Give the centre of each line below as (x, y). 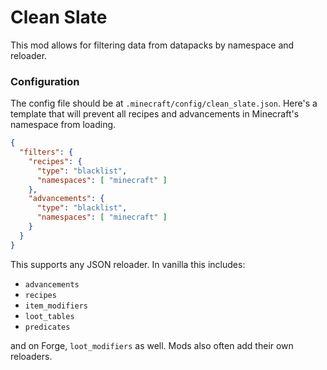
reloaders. (31, 356)
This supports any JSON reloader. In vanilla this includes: (128, 264)
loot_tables (49, 316)
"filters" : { (46, 152)
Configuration (45, 81)
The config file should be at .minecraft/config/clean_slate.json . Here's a (164, 103)
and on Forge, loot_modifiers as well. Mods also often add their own (152, 345)
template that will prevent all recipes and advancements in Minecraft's (155, 114)
